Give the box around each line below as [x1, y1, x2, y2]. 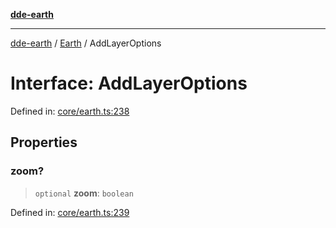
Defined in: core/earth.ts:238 [10, 105, 130, 117]
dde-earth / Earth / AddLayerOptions [10, 37, 162, 49]
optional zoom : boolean [34, 187, 134, 199]
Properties [10, 134, 78, 151]
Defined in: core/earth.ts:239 [10, 206, 130, 218]
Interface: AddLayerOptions [10, 72, 248, 95]
